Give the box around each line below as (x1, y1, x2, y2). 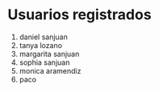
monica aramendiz (19, 66, 82, 75)
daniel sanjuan (19, 32, 68, 42)
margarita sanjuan (19, 49, 80, 58)
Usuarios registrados (7, 6, 152, 24)
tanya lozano (19, 40, 62, 50)
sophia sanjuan (19, 58, 70, 67)
